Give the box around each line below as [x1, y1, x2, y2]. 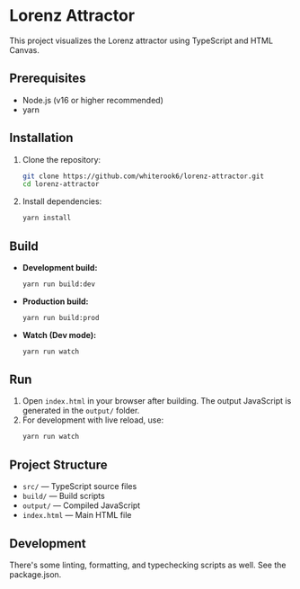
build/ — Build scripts [22, 491, 105, 502]
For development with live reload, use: [22, 415, 164, 425]
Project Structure [9, 457, 108, 472]
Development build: [22, 263, 98, 272]
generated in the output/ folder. [22, 406, 140, 416]
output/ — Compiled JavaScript [22, 500, 141, 511]
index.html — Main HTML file [22, 510, 132, 521]
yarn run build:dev [22, 280, 96, 289]
